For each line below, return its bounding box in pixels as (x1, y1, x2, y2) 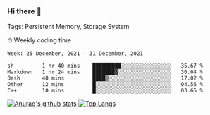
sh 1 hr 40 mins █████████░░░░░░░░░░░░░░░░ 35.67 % (7, 63, 203, 70)
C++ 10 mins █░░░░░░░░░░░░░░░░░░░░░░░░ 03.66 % (7, 87, 203, 95)
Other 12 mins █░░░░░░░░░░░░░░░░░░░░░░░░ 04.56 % (7, 81, 203, 88)
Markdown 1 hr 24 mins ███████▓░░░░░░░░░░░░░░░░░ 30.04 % (7, 68, 203, 76)
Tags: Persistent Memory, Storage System (7, 23, 130, 31)
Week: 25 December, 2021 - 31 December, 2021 (7, 50, 143, 57)
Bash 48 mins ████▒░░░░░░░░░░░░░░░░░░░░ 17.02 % (7, 75, 203, 82)
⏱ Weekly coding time (7, 36, 72, 44)
